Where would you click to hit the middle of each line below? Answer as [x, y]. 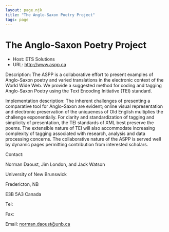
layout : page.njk [24, 10]
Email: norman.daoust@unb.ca [38, 224]
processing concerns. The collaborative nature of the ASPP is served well [83, 139]
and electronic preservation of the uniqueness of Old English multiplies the [84, 112]
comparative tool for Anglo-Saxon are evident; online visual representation [84, 106]
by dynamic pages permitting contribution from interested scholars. [77, 145]
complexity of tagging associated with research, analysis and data [75, 133]
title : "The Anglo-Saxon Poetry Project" [50, 15]
